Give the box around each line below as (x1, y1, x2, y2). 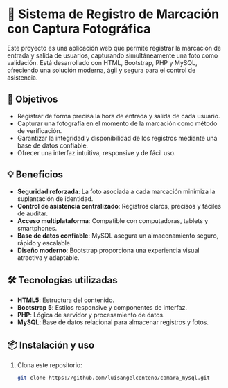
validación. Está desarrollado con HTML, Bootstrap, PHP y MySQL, (7, 58, 198, 67)
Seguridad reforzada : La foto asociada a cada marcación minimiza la (17, 187, 216, 195)
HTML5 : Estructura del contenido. (17, 296, 115, 304)
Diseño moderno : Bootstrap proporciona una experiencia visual (17, 246, 200, 254)
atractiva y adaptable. (17, 253, 80, 262)
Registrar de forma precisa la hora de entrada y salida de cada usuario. (17, 112, 220, 120)
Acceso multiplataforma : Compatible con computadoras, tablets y (17, 216, 209, 224)
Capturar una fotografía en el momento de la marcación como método (17, 119, 218, 127)
